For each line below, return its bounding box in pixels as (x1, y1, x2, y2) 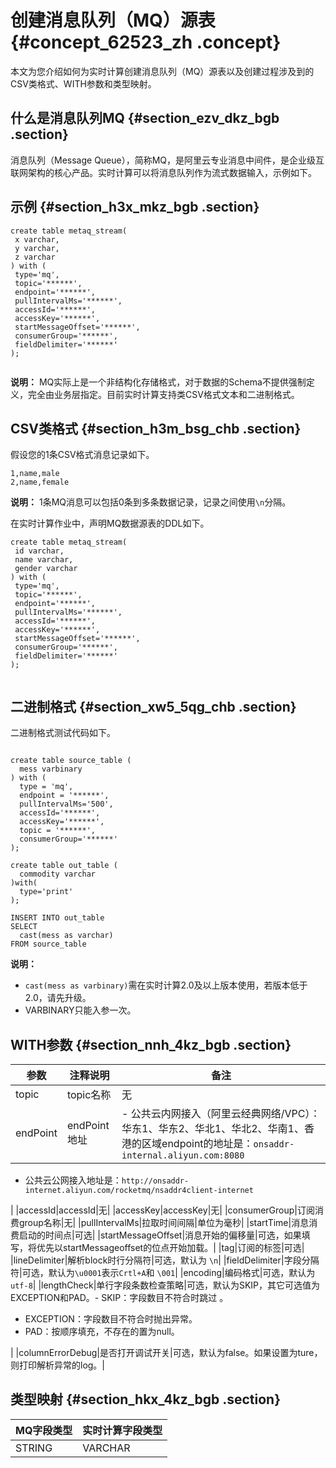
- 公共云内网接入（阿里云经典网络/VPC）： (121, 1107, 321, 1120)
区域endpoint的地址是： (141, 1137, 254, 1150)
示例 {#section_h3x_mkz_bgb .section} (10, 199, 260, 216)
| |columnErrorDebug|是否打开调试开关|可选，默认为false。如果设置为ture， (10, 1347, 323, 1358)
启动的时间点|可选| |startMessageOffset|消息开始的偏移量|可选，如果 (18, 1229, 302, 1241)
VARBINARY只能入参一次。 (24, 1004, 137, 1016)
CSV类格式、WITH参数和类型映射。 (10, 77, 157, 90)
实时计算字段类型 (82, 1423, 163, 1437)
